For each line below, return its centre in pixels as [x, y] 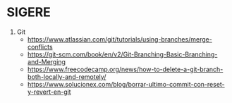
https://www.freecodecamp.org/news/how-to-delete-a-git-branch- [125, 69]
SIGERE [29, 12]
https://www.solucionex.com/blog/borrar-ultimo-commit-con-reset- [126, 84]
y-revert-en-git [49, 92]
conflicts [40, 47]
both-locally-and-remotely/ [67, 77]
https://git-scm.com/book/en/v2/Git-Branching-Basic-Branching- [122, 54]
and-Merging [47, 61]
